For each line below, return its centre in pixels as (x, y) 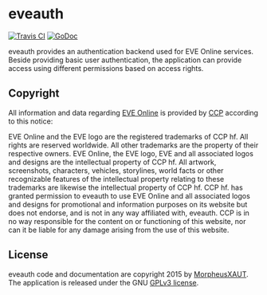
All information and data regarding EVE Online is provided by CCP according (133, 112)
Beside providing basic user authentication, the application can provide (125, 60)
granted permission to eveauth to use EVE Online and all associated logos (130, 195)
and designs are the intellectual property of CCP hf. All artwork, (112, 162)
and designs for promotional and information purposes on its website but (128, 204)
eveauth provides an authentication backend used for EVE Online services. (131, 51)
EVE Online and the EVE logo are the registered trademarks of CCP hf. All (128, 136)
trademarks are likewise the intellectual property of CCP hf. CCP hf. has (126, 187)
